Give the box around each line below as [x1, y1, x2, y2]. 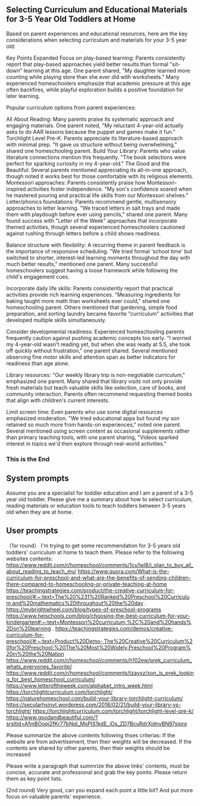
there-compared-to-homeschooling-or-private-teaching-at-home [6, 581, 167, 588]
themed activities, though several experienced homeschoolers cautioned [6, 223, 185, 231]
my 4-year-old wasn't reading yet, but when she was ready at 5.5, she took [6, 341, 190, 348]
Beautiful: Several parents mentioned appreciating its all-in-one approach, [6, 166, 188, 173]
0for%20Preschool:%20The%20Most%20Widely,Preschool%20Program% [6, 644, 192, 651]
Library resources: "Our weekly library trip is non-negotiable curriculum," [6, 371, 186, 378]
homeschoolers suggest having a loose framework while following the [6, 266, 178, 274]
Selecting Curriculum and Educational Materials [6, 5, 187, 15]
